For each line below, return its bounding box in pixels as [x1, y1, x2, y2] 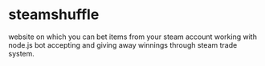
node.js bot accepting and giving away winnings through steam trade [8, 40, 238, 49]
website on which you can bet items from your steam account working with [8, 32, 257, 41]
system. [8, 49, 35, 58]
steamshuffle [8, 6, 100, 24]
